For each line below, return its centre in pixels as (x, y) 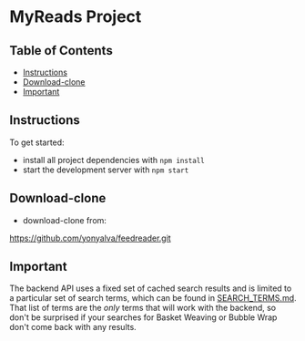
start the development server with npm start (106, 170)
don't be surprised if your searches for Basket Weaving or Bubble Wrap (143, 317)
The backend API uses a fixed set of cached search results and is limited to (151, 288)
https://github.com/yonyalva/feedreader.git (90, 238)
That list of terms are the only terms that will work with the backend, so (142, 308)
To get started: (37, 142)
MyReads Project (76, 17)
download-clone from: (65, 220)
